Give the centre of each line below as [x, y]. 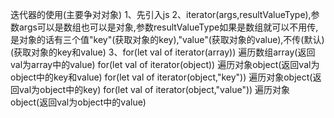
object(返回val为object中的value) [78, 102]
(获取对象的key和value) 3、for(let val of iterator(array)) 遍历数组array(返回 [163, 52]
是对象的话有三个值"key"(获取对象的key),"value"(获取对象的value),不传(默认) [167, 39]
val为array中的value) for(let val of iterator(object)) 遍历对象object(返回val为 [165, 64]
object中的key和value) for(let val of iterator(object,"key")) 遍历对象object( [161, 77]
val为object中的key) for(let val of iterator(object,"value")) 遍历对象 [154, 89]
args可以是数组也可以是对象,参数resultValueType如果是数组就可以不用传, [168, 27]
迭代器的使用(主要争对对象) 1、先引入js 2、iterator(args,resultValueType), [161, 14]
